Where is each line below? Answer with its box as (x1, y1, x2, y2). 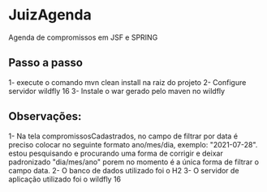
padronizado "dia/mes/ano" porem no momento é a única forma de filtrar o (8, 156, 260, 167)
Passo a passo (8, 56, 84, 70)
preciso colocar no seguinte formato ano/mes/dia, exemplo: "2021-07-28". (8, 139, 258, 149)
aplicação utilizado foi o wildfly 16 (8, 174, 122, 184)
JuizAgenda (8, 6, 92, 24)
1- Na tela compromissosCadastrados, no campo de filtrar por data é (8, 131, 238, 141)
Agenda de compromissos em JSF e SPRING (8, 32, 158, 42)
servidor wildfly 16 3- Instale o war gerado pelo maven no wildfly (8, 86, 226, 96)
